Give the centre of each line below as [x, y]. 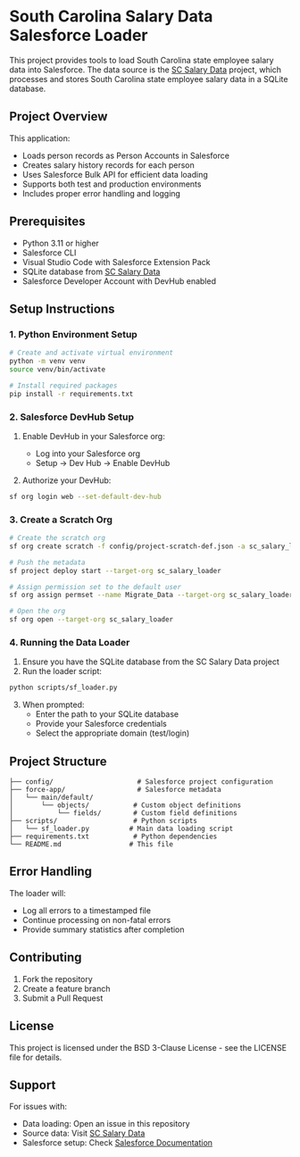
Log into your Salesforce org [88, 454]
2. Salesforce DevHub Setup [72, 417]
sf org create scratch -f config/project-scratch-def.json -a [127, 546]
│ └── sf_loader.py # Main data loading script [121, 829]
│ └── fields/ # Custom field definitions [124, 813]
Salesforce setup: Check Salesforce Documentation [117, 1143]
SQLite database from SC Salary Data [91, 271]
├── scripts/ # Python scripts [104, 821]
